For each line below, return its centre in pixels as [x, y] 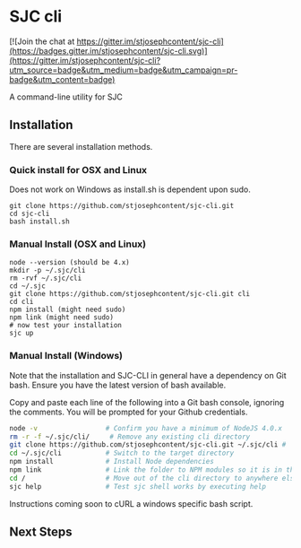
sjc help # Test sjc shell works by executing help [138, 486]
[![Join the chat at [42, 41]
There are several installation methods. [81, 146]
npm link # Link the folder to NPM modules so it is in [146, 470]
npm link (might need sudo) [62, 317]
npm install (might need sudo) [68, 310]
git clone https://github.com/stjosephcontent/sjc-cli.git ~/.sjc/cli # [148, 445]
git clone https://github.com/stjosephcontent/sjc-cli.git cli [130, 294]
